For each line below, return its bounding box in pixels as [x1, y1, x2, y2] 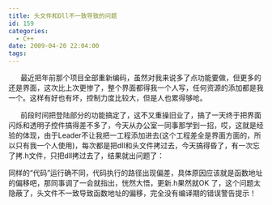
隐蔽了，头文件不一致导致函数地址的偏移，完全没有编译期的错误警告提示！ [8, 188, 257, 198]
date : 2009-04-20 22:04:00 [8, 42, 100, 50]
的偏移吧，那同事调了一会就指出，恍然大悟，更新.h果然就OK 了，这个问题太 [8, 178, 261, 187]
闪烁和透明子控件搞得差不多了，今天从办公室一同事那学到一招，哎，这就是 [8, 121, 257, 130]
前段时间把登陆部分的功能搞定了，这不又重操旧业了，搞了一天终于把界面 [19, 110, 261, 120]
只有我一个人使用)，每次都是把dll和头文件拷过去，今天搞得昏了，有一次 [15, 141, 253, 150]
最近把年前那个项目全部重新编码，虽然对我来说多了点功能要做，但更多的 [19, 73, 261, 82]
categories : [8, 27, 49, 35]
